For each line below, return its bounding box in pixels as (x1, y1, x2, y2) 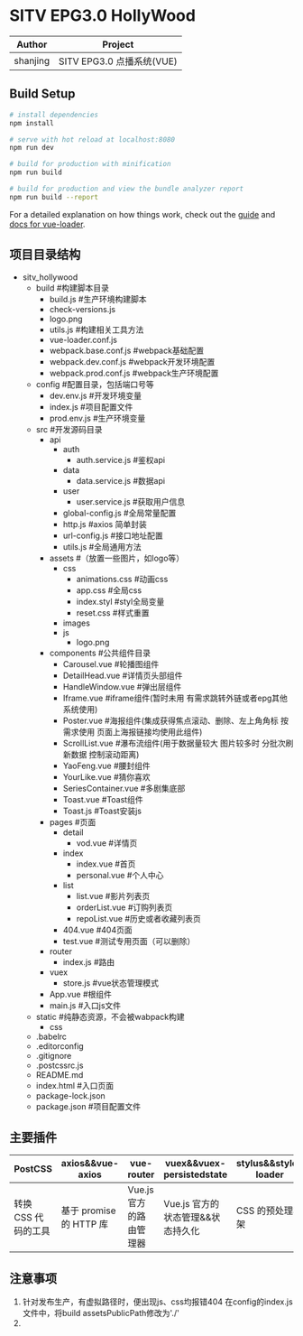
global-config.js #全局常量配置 (62, 507, 177, 518)
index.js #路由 (62, 956, 115, 967)
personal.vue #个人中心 (76, 869, 164, 880)
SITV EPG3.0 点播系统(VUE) (58, 55, 178, 68)
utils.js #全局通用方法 (62, 541, 142, 552)
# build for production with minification (9, 160, 171, 169)
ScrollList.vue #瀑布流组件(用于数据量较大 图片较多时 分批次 (62, 738, 286, 748)
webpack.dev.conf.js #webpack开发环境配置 (49, 356, 216, 366)
